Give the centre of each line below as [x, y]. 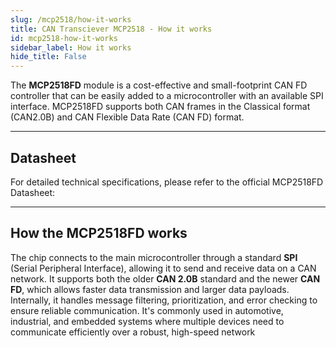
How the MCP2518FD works [99, 233]
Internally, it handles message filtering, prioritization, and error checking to [164, 300]
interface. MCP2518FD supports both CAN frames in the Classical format [160, 107]
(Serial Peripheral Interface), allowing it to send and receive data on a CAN [163, 268]
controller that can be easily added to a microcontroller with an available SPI [167, 96]
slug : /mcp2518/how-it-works [71, 19]
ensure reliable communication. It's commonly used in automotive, [147, 310]
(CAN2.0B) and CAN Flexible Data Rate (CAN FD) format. [127, 117]
